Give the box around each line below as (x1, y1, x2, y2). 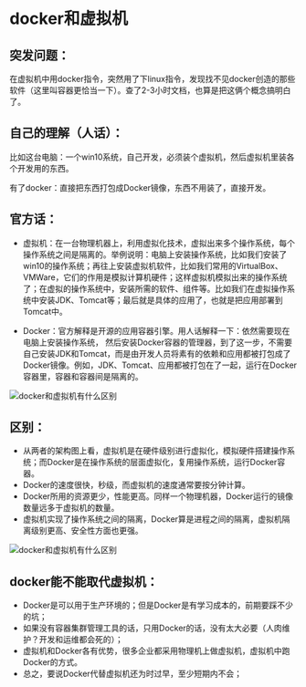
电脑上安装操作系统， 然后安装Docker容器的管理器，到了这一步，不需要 (22, 337, 293, 348)
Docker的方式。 (22, 657, 83, 668)
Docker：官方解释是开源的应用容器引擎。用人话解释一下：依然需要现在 (22, 325, 290, 336)
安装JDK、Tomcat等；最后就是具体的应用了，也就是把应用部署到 (38, 294, 283, 306)
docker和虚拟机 (9, 8, 128, 29)
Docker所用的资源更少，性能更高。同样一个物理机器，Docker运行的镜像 (22, 491, 294, 502)
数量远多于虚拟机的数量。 (22, 503, 120, 514)
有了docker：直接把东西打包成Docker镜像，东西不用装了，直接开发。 (9, 182, 271, 193)
